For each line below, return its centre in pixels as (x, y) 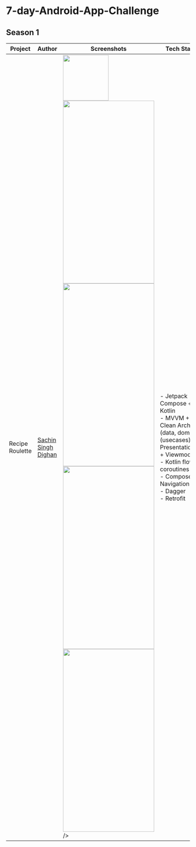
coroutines (175, 469)
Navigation (175, 484)
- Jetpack (174, 396)
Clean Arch (175, 425)
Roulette (20, 450)
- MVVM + (175, 418)
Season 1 (23, 32)
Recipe (18, 443)
